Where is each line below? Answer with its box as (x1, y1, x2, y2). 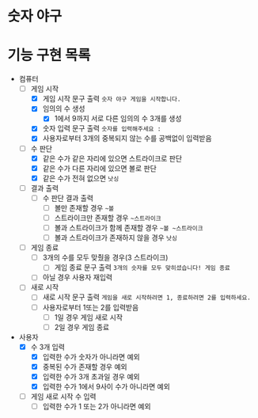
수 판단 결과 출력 (42, 193, 94, 203)
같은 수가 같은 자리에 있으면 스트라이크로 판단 (42, 154, 183, 163)
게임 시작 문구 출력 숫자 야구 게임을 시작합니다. (42, 94, 181, 104)
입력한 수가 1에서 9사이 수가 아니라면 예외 (42, 382, 171, 391)
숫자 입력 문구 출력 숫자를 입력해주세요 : (42, 123, 161, 133)
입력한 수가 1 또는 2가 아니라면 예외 (42, 401, 151, 412)
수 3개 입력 (30, 342, 65, 351)
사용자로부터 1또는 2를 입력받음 (42, 302, 139, 312)
